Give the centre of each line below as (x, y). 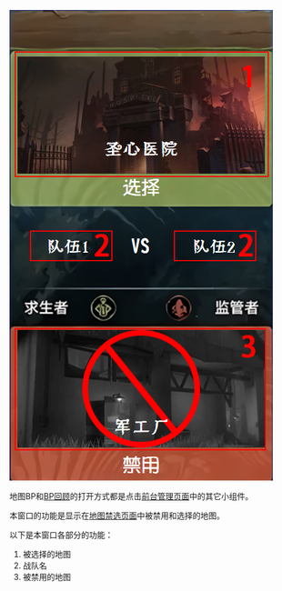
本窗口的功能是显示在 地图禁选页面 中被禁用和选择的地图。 (117, 516)
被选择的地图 (46, 554)
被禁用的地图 (46, 577)
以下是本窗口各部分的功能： (61, 535)
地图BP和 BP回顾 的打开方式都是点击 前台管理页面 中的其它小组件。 (131, 496)
